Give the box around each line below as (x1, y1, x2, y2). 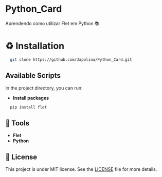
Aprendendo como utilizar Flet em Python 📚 (5, 20, 100, 26)
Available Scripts (5, 71, 61, 80)
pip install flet (10, 104, 47, 110)
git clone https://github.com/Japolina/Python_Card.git (10, 57, 132, 62)
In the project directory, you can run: (5, 85, 83, 91)
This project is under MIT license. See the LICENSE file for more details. (5, 166, 157, 172)
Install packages (12, 95, 49, 101)
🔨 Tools (5, 119, 30, 127)
